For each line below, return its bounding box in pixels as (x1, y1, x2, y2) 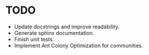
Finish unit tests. (14, 35, 54, 43)
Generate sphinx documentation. (14, 29, 95, 36)
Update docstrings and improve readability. (14, 23, 119, 30)
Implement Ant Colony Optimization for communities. (14, 42, 143, 49)
